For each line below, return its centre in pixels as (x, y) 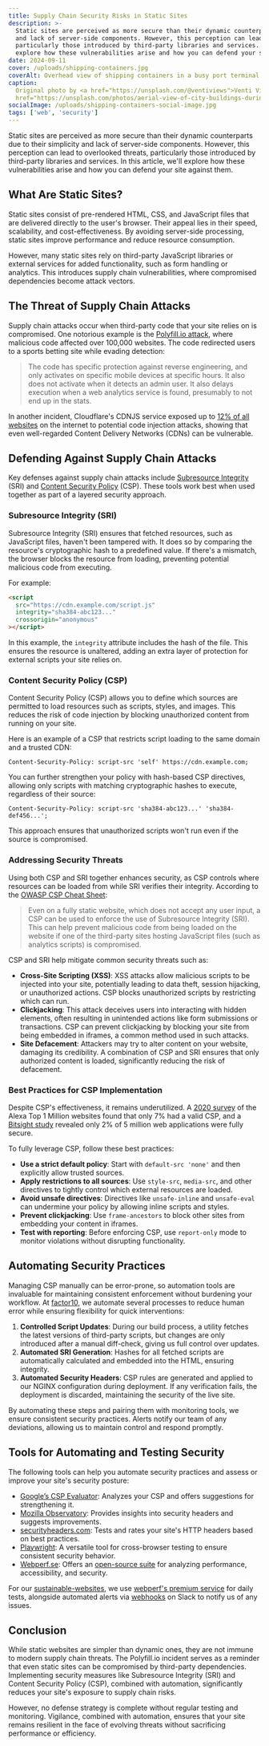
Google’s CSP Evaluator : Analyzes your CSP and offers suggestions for (137, 1496)
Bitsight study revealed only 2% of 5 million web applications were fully (126, 1125)
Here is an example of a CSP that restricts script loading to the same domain (134, 739)
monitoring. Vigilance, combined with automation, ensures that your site (127, 1716)
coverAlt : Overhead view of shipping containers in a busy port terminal (134, 75)
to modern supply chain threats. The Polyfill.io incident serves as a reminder (134, 1659)
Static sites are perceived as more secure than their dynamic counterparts (131, 136)
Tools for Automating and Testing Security (116, 1453)
